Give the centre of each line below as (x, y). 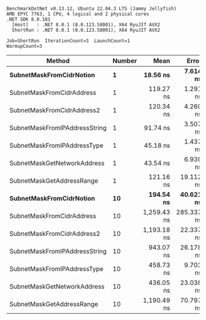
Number (125, 61)
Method (58, 61)
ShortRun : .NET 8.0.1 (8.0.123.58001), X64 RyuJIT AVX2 (86, 30)
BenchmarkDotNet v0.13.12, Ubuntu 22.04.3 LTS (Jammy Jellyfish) (91, 9)
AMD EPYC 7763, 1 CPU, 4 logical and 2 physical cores (78, 14)
